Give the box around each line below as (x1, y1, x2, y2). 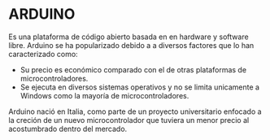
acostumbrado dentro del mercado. (8, 124, 128, 133)
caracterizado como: (8, 49, 79, 59)
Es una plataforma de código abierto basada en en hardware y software (8, 32, 250, 42)
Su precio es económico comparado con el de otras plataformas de (20, 64, 246, 74)
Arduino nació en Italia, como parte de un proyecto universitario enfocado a (8, 107, 262, 116)
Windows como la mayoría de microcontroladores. (20, 90, 189, 100)
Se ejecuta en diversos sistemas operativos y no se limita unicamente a (20, 82, 260, 92)
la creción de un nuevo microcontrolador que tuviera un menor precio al (8, 115, 250, 125)
